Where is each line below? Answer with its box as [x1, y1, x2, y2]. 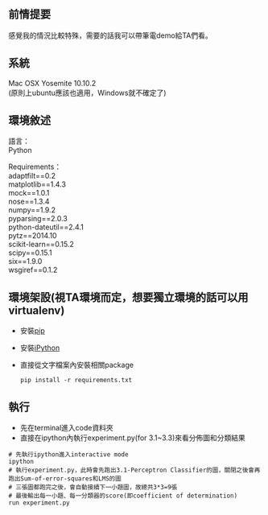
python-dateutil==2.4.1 [8, 222, 85, 232]
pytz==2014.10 [8, 231, 58, 241]
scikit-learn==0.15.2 [8, 240, 74, 249]
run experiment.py [8, 499, 70, 507]
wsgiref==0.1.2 [8, 265, 58, 275]
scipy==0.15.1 [8, 248, 52, 257]
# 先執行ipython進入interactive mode [8, 451, 129, 459]
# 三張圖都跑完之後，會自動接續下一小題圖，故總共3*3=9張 [8, 484, 178, 492]
